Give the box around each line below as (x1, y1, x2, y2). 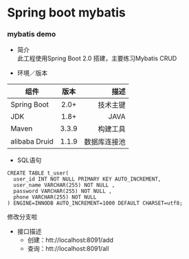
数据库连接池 (84, 137, 126, 147)
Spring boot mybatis (7, 5, 126, 21)
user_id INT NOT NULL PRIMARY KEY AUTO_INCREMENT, (13, 176, 162, 183)
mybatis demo (7, 30, 56, 39)
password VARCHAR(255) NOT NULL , (13, 188, 112, 195)
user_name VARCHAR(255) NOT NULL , (13, 182, 115, 189)
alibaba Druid (10, 137, 54, 146)
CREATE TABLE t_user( (7, 170, 69, 177)
